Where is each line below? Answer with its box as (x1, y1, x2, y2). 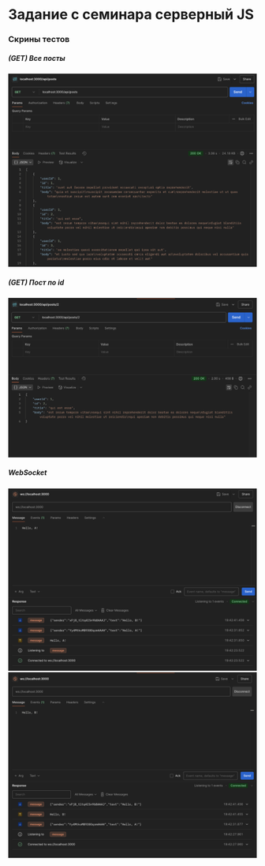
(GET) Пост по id (8, 277, 65, 287)
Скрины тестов (8, 34, 70, 45)
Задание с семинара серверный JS (8, 6, 255, 24)
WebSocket (8, 468, 47, 477)
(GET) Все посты (8, 53, 65, 62)
